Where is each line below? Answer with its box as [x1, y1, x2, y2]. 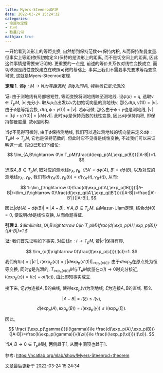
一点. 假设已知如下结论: [13, 142, 60, 148]
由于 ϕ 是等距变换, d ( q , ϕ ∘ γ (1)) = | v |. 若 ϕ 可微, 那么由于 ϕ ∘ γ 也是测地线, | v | [5, 106, 153, 112]
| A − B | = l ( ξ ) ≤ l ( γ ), [62, 295, 102, 301]
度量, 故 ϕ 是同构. [18, 118, 50, 124]
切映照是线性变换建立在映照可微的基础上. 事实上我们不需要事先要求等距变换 [5, 66, 157, 72]
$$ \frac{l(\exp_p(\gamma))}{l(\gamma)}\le [8, 326, 95, 332]
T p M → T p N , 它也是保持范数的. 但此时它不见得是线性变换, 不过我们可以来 [5, 135, 152, 142]
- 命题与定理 [5, 20, 28, 26]
